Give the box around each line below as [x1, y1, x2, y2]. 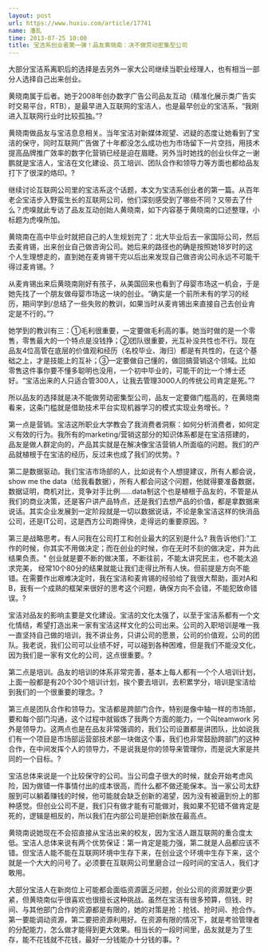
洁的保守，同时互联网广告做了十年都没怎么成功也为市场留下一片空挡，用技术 [8, 138, 260, 148]
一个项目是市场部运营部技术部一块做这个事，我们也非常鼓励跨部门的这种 [22, 734, 260, 744]
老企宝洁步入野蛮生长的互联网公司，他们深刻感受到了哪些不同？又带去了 [8, 195, 246, 204]
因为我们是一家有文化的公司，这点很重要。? [8, 650, 152, 660]
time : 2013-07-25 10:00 [8, 34, 88, 42]
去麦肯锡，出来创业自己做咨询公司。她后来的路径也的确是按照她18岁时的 [8, 242, 246, 252]
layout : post [8, 11, 52, 20]
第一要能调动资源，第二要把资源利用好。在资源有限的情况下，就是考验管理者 [8, 915, 260, 925]
